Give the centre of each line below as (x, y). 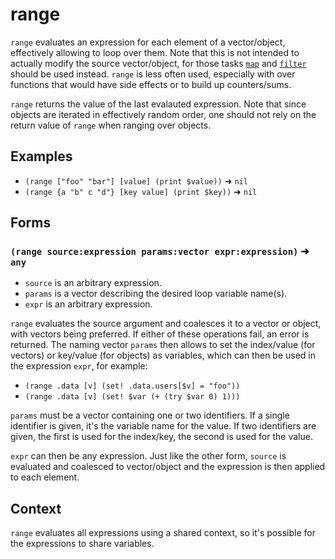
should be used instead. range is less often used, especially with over (153, 74)
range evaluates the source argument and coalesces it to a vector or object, (166, 324)
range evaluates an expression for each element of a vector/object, (148, 42)
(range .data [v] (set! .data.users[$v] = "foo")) (132, 386)
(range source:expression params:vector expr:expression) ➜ (160, 251)
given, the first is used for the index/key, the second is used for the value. (161, 437)
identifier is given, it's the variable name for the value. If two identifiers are (163, 426)
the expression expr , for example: (79, 366)
